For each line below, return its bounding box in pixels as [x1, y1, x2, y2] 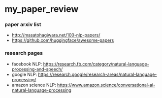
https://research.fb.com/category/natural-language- [43, 61, 149, 67]
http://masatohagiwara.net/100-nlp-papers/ [11, 32, 100, 38]
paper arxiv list [4, 21, 41, 28]
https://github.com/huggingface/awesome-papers [11, 37, 114, 43]
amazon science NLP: [11, 82, 56, 88]
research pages [4, 50, 43, 57]
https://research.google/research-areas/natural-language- [38, 71, 157, 77]
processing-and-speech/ [11, 66, 63, 72]
